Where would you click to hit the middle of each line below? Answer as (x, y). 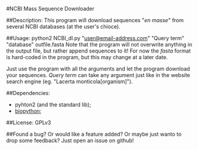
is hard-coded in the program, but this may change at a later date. (87, 57)
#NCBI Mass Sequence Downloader (50, 9)
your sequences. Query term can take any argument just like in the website (98, 75)
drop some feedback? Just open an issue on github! (70, 140)
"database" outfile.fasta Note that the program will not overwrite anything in (99, 45)
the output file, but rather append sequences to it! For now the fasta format (98, 51)
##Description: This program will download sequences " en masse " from (95, 20)
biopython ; (28, 111)
